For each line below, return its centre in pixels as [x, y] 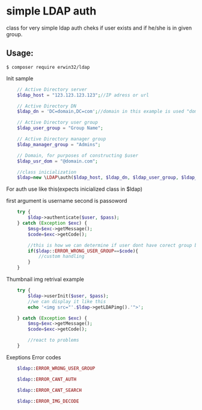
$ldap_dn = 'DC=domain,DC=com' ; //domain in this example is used [101, 112]
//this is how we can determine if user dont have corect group [110, 245]
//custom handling [61, 257]
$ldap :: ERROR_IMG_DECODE [48, 401]
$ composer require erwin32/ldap [48, 67]
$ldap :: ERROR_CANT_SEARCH [50, 390]
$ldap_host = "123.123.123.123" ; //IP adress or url [83, 95]
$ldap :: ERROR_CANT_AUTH [47, 379]
